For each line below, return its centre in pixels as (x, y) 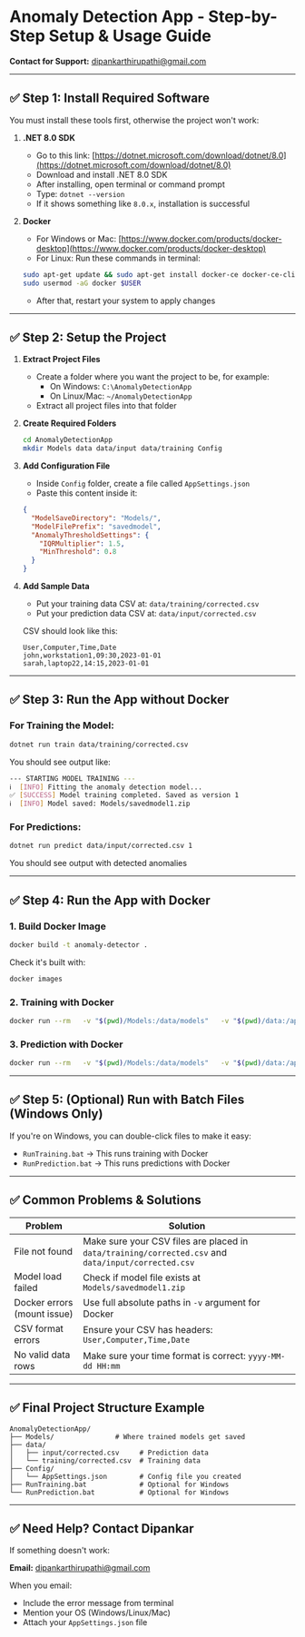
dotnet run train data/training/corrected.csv (99, 745)
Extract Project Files (61, 360)
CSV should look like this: (70, 631)
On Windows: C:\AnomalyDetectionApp (121, 387)
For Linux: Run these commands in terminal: (118, 258)
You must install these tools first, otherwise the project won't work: (134, 120)
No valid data (42, 1355)
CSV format (39, 1328)
